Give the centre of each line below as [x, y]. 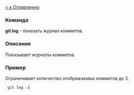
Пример [16, 68]
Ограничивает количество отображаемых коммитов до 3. [67, 78]
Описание [18, 44]
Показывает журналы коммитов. [40, 55]
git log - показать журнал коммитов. [44, 31]
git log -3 [18, 87]
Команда [17, 20]
